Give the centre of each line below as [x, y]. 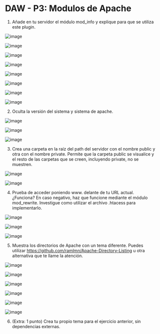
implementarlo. [27, 208]
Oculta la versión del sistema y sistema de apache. [63, 111]
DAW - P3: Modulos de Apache [68, 8]
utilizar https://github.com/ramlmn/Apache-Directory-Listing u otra [78, 250]
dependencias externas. [36, 326]
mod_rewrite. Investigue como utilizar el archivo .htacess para [74, 203]
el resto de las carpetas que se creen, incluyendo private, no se [75, 159]
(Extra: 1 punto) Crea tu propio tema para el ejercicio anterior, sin [76, 321]
